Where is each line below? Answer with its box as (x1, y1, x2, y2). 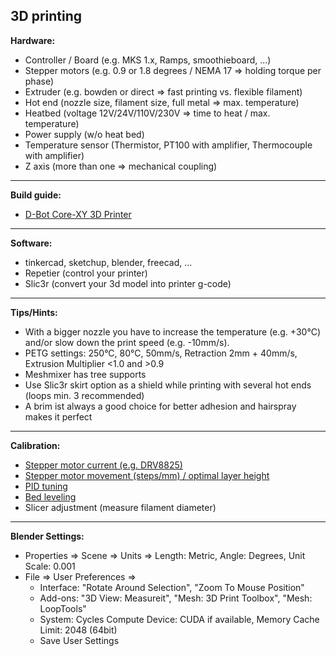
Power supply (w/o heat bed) (24, 128, 145, 140)
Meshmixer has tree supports (24, 368, 147, 380)
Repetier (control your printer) (24, 267, 148, 279)
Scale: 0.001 (24, 560, 76, 572)
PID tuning (24, 480, 68, 492)
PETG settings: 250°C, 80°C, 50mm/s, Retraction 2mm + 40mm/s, (24, 347, 298, 359)
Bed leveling (24, 490, 77, 503)
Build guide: (10, 189, 62, 201)
